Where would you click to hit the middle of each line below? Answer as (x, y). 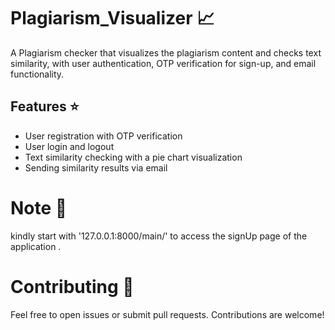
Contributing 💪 (72, 286)
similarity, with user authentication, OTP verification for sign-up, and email (163, 63)
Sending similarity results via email (96, 167)
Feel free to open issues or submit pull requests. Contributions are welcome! (167, 314)
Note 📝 (39, 207)
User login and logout (69, 146)
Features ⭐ (45, 106)
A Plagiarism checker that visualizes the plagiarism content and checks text (166, 52)
